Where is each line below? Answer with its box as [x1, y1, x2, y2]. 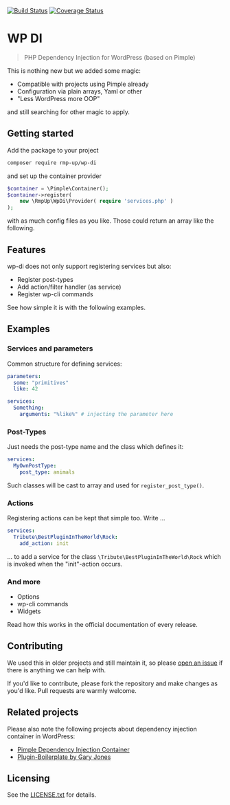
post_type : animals [19, 468, 76, 476]
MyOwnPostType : [13, 463, 57, 470]
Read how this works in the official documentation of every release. [7, 621, 198, 629]
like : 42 [13, 386, 38, 393]
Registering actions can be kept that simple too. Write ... [7, 514, 166, 522]
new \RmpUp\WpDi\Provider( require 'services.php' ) [19, 198, 174, 205]
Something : [13, 404, 45, 412]
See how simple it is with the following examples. [7, 303, 146, 311]
